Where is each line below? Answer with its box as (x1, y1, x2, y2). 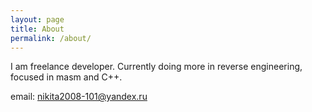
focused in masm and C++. (10, 71, 123, 83)
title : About (10, 24, 65, 34)
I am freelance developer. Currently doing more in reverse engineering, (10, 61, 303, 73)
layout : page (10, 14, 65, 25)
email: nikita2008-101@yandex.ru (10, 91, 148, 103)
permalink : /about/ (10, 33, 92, 43)
